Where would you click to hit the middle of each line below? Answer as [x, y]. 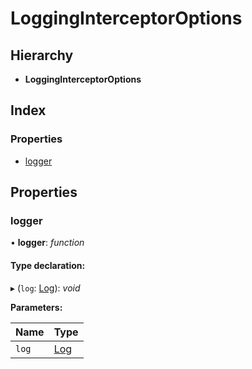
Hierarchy [42, 55]
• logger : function [47, 243]
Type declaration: [48, 265]
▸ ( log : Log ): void [45, 288]
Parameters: [36, 307]
